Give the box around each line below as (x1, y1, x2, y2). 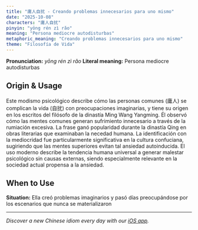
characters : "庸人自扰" (6, 19, 61, 25)
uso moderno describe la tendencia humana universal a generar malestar (6, 148, 184, 156)
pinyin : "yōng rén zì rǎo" (6, 25, 72, 31)
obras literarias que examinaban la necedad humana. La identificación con (6, 130, 187, 137)
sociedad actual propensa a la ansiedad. (6, 161, 104, 168)
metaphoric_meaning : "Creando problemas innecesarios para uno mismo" (6, 36, 183, 42)
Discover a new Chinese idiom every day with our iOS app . (6, 217, 149, 224)
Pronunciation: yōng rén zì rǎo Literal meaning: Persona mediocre (6, 57, 169, 65)
